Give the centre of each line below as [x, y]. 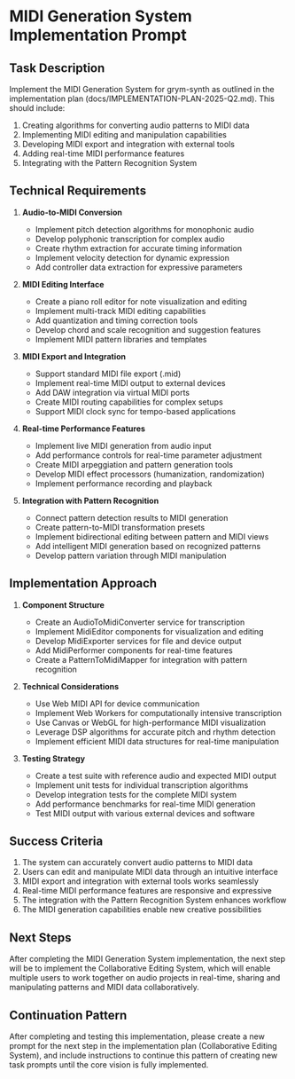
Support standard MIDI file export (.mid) [108, 374]
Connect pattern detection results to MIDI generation [132, 517]
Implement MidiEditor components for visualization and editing [149, 631]
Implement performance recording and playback [124, 483]
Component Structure [63, 604]
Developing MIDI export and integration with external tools [128, 144]
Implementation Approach [83, 583]
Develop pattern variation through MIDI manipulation [131, 555]
